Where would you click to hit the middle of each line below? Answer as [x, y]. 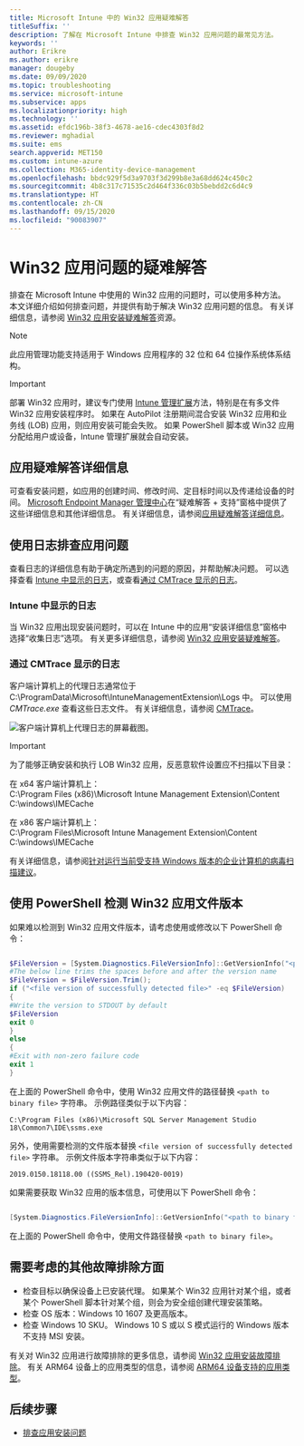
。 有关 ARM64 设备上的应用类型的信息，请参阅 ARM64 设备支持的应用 [150, 1366]
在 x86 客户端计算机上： [54, 822]
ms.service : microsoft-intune [66, 93]
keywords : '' [34, 43]
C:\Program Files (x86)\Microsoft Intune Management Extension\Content [145, 793]
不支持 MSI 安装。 [56, 1336]
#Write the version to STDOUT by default [89, 1005]
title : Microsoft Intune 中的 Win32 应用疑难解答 [100, 18]
